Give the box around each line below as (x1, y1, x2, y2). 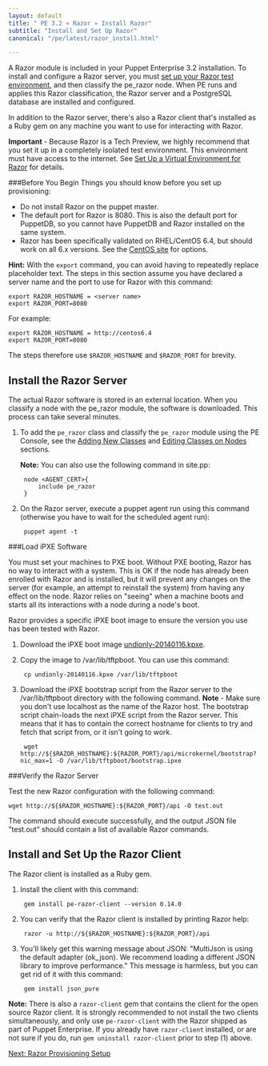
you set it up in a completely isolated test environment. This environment (8, 145, 248, 155)
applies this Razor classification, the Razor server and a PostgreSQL (8, 89, 233, 99)
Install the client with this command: (19, 884, 139, 894)
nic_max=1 (19, 757, 54, 765)
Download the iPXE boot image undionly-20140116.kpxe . (19, 639, 206, 650)
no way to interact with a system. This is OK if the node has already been (8, 566, 250, 576)
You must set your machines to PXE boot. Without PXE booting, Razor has (8, 557, 252, 567)
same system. (19, 228, 66, 237)
